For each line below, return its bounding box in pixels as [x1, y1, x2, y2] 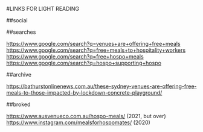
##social [6, 17, 28, 24]
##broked [6, 101, 31, 108]
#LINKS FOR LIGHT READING [6, 5, 80, 12]
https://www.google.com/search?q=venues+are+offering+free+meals [6, 40, 181, 47]
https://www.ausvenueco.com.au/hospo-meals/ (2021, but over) [6, 113, 166, 119]
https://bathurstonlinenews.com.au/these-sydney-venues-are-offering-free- [6, 83, 197, 90]
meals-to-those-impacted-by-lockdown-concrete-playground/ [6, 89, 163, 96]
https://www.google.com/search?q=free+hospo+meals [6, 53, 144, 60]
